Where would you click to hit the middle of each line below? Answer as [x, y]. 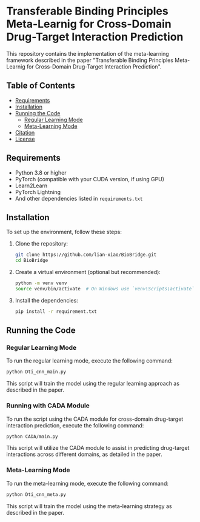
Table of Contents [41, 86]
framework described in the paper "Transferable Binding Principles [90, 60]
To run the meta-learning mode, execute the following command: [87, 483]
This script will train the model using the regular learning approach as [93, 384]
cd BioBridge [32, 261]
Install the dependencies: [47, 300]
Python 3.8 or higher [41, 172]
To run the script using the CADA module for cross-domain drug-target [95, 419]
